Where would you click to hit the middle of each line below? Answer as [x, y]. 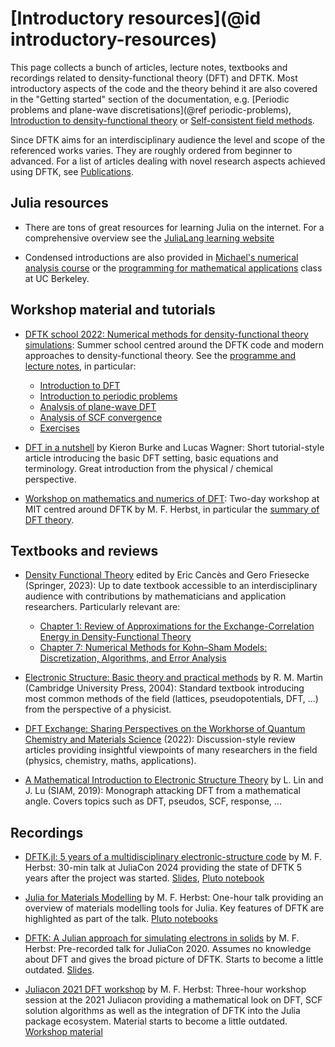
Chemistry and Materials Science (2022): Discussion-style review [160, 739]
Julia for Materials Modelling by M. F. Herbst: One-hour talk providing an [174, 898]
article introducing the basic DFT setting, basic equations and [151, 458]
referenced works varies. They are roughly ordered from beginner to [151, 150]
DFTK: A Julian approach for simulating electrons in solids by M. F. [162, 938]
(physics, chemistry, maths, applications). [110, 761]
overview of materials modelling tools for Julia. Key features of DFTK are [174, 908]
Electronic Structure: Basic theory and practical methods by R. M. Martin [174, 678]
